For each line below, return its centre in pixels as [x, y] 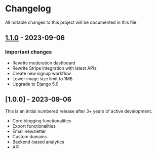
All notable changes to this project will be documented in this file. [72, 22]
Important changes [29, 52]
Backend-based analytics [38, 142]
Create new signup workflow [41, 73]
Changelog [28, 9]
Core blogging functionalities [42, 121]
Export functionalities [34, 126]
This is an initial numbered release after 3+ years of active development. [79, 111]
